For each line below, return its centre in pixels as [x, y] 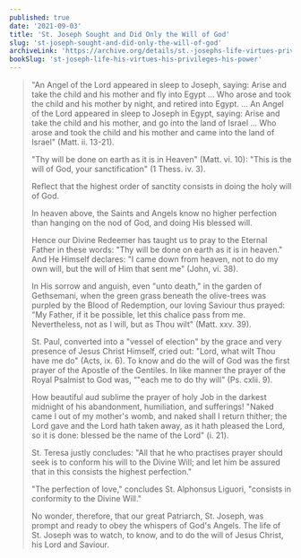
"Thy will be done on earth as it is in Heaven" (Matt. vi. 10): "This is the [161, 159]
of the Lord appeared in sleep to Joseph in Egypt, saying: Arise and [155, 113]
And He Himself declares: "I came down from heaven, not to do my [155, 259]
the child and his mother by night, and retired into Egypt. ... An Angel [157, 104]
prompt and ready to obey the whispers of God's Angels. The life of [156, 525]
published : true [39, 17]
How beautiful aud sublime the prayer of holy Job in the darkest [149, 397]
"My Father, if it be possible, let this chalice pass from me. [138, 314]
